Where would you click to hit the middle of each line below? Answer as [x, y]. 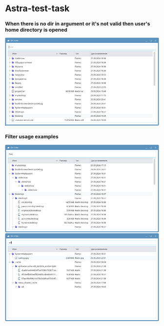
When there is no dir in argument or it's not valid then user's [78, 24]
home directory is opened [36, 30]
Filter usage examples [32, 137]
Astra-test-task [37, 9]
